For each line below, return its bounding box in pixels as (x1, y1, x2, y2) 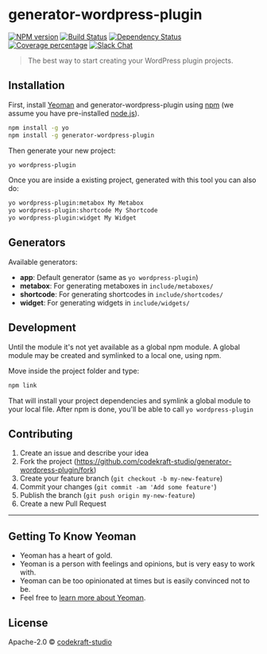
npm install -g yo (8, 123, 69, 132)
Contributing (8, 427, 73, 441)
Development (8, 321, 77, 335)
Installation (8, 79, 65, 92)
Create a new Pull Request (19, 499, 107, 508)
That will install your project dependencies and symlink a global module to (8, 395, 251, 405)
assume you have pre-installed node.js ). (8, 108, 140, 118)
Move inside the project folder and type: (8, 366, 140, 376)
